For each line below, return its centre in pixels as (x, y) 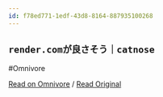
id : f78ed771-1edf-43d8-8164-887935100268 (81, 16)
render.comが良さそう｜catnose (81, 50)
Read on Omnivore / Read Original (65, 84)
